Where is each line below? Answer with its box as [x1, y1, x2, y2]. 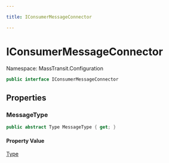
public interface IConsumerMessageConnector [6, 76, 119, 82]
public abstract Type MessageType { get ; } [6, 124, 116, 130]
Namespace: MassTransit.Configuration [6, 64, 103, 72]
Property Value [6, 137, 45, 144]
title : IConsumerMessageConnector [6, 14, 93, 20]
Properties [6, 93, 47, 103]
